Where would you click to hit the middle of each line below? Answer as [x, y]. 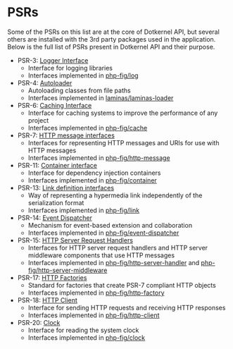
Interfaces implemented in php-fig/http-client [94, 315]
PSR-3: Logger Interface [53, 60]
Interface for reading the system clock [83, 330]
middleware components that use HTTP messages [101, 255]
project [38, 120]
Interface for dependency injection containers [94, 173]
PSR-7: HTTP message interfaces [66, 135]
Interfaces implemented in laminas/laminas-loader [101, 98]
